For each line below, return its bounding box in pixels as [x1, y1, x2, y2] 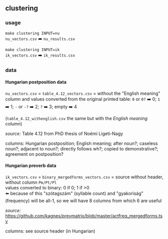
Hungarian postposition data [5, 79, 67, 85]
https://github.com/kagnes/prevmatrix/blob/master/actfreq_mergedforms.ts [5, 213, 163, 219]
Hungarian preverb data [5, 163, 57, 169]
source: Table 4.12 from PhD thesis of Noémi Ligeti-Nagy [5, 130, 124, 136]
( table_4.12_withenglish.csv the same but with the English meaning [5, 115, 148, 121]
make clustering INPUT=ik [5, 47, 60, 52]
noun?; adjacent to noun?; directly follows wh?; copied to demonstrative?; [5, 145, 159, 151]
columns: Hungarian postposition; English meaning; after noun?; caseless [5, 140, 158, 146]
